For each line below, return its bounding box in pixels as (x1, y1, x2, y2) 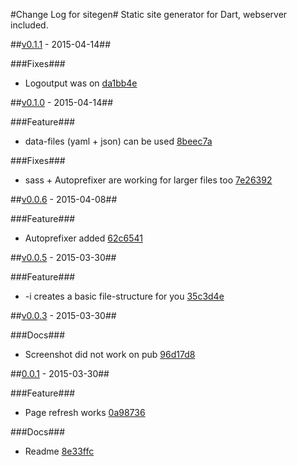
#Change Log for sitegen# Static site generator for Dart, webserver (10, 9, 288, 20)
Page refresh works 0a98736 (24, 407, 146, 418)
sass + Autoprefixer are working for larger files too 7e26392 (24, 174, 273, 186)
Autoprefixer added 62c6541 (24, 232, 143, 244)
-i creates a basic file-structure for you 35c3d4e (24, 290, 225, 302)
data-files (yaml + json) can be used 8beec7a (24, 135, 213, 147)
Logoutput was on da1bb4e (24, 77, 138, 89)
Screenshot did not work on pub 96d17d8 (24, 349, 196, 360)
